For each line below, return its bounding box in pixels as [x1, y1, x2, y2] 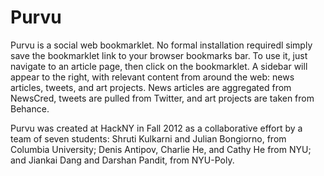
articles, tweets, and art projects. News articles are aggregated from [10, 81, 292, 93]
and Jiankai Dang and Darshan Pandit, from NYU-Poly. [10, 154, 235, 166]
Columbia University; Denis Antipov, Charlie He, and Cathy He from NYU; [10, 143, 312, 155]
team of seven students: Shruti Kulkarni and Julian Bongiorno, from [10, 132, 287, 145]
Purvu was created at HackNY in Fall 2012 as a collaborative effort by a [10, 122, 303, 134]
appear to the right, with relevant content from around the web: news [10, 71, 295, 83]
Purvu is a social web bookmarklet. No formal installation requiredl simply [10, 39, 313, 51]
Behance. [10, 102, 50, 115]
